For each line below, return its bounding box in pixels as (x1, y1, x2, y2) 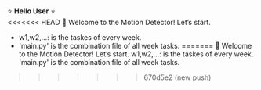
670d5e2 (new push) (143, 73, 212, 82)
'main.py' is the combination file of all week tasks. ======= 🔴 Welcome (18, 41, 252, 50)
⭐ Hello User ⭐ (7, 6, 56, 16)
